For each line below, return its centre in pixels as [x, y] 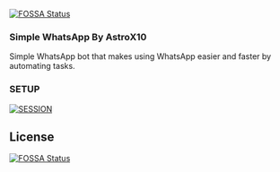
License [32, 137]
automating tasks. [42, 66]
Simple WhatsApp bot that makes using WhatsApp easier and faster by [140, 56]
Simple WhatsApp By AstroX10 [78, 37]
